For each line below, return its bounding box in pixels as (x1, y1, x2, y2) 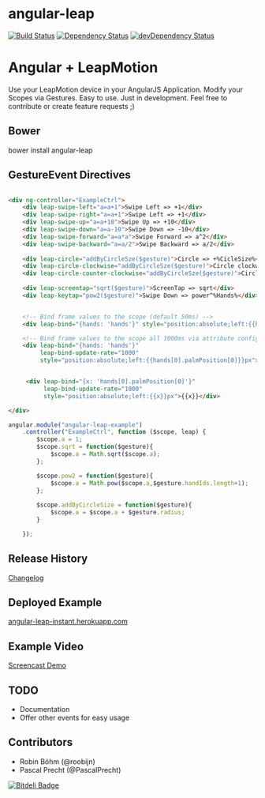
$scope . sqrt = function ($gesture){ (36, 443, 154, 451)
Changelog (8, 573, 44, 582)
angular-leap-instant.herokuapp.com (8, 617, 128, 627)
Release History (8, 552, 88, 566)
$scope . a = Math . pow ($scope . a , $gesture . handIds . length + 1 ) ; (50, 479, 249, 487)
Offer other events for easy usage (19, 713, 130, 722)
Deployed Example (8, 596, 103, 609)
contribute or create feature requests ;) (8, 101, 136, 111)
